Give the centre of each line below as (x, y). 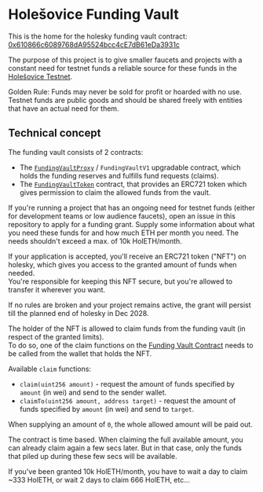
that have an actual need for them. (64, 108)
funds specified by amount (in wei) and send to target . (107, 409)
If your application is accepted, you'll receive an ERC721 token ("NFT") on (127, 256)
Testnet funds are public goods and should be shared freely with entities (126, 100)
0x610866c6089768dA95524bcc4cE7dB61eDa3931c (94, 44)
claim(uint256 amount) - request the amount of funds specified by (127, 384)
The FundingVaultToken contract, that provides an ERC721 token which (133, 184)
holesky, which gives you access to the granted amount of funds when (122, 264)
